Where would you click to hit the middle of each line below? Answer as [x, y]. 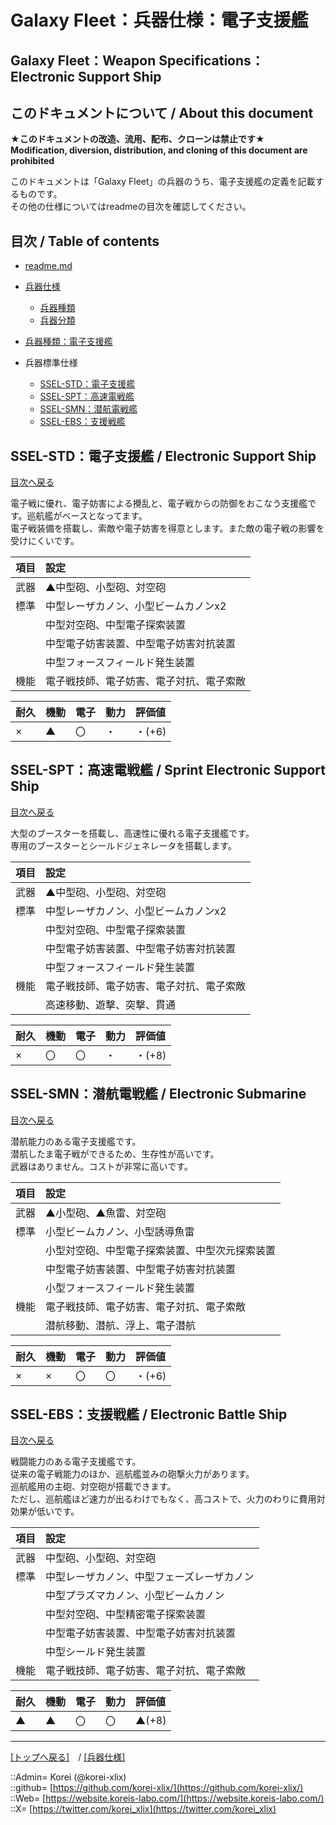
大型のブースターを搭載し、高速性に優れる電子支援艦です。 [132, 833]
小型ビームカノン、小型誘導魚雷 [120, 1231]
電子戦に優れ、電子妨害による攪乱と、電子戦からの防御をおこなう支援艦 [159, 503]
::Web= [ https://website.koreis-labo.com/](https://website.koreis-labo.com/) [167, 1798]
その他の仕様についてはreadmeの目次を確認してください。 [131, 207]
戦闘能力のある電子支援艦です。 [76, 1462]
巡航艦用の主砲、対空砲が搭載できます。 [93, 1487]
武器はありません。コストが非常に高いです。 [101, 1166]
